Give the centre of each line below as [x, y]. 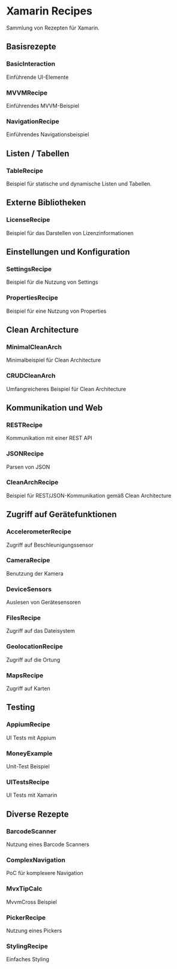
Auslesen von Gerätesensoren [43, 602]
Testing [21, 707]
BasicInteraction [31, 64]
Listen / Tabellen [38, 153]
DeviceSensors [29, 589]
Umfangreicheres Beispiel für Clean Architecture [66, 389]
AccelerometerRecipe [39, 532]
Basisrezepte [31, 47]
